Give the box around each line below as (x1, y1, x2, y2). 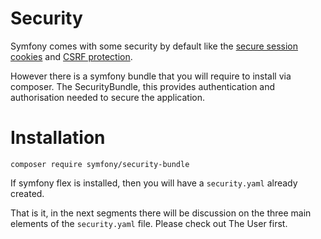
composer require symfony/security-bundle (10, 159, 190, 169)
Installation (10, 127, 106, 149)
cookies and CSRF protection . (10, 50, 133, 62)
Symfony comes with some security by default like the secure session (10, 40, 298, 52)
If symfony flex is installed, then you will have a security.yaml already (10, 177, 298, 189)
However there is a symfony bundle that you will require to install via (10, 70, 292, 82)
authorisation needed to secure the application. (10, 91, 206, 103)
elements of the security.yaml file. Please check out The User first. (10, 217, 288, 229)
